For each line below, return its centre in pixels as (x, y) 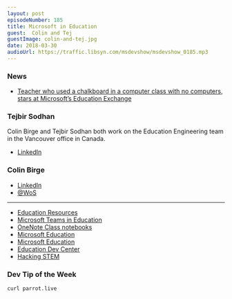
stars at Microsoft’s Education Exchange (74, 99)
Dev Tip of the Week (42, 274)
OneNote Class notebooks (55, 227)
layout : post (26, 13)
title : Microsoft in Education (52, 26)
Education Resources (47, 212)
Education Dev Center (48, 249)
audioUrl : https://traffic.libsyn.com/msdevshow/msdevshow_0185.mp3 (108, 52)
